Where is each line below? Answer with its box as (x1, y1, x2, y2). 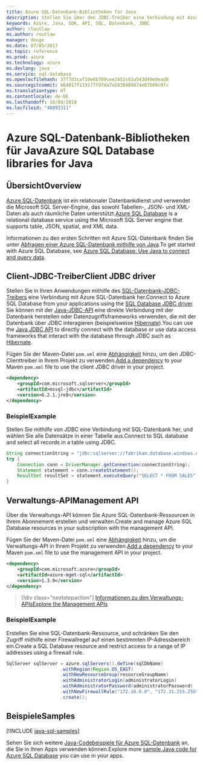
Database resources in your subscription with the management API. (6, 524, 175, 532)
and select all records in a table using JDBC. (6, 438, 117, 446)
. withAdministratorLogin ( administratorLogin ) (60, 677, 177, 684)
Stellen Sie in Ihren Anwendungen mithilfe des (6, 287, 121, 295)
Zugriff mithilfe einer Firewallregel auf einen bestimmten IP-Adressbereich (6, 636, 190, 643)
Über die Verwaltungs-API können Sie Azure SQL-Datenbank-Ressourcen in (6, 512, 195, 519)
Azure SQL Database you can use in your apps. (6, 752, 124, 759)
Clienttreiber (6, 357, 37, 364)
